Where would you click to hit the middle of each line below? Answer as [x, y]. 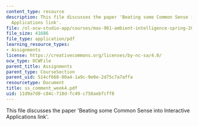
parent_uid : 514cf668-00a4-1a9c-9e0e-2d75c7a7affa [70, 77]
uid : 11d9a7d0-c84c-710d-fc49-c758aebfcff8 [60, 94]
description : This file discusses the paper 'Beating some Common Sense [97, 17]
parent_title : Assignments [39, 66]
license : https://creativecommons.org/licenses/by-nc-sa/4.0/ [84, 55]
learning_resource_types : [38, 45]
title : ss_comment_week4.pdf [42, 88]
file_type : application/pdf [41, 39]
